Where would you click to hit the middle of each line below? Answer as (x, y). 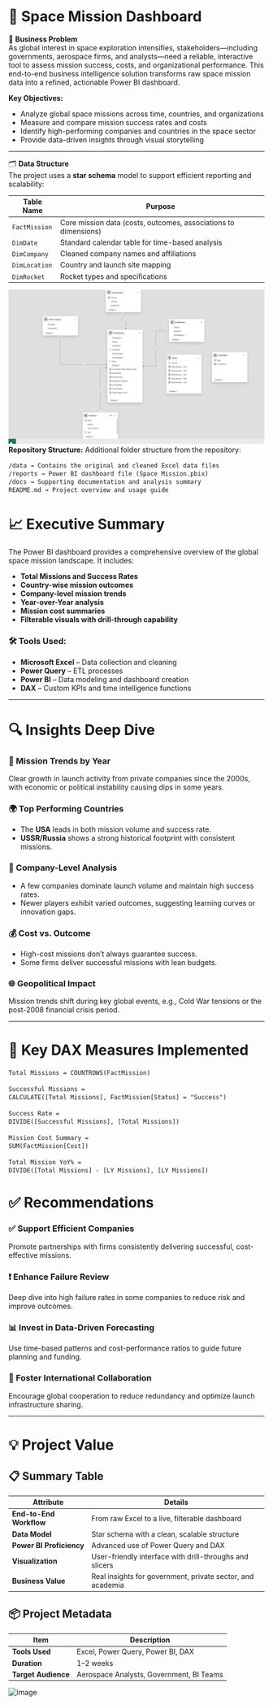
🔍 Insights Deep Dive (82, 730)
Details (176, 1503)
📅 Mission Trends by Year (60, 761)
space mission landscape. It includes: (71, 561)
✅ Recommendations (81, 1203)
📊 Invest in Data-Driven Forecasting (81, 1327)
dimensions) (80, 231)
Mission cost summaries (63, 611)
